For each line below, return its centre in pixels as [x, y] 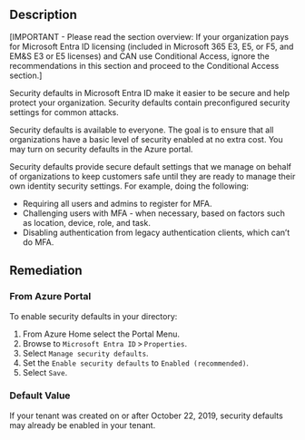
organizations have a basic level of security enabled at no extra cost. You [146, 139]
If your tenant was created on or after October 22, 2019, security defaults [146, 416]
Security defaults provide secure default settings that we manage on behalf [151, 166]
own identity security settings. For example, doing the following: [129, 186]
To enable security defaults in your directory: [93, 316]
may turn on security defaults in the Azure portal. [101, 149]
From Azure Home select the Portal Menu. [101, 334]
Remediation [46, 271]
